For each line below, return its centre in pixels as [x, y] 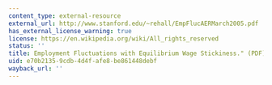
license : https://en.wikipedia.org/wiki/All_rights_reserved [114, 38]
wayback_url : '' [36, 69]
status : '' [27, 46]
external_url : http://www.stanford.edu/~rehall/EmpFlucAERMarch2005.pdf [134, 23]
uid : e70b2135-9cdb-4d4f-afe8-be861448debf [83, 62]
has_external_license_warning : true [70, 31]
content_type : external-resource [65, 16]
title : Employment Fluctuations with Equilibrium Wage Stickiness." [126, 53]
